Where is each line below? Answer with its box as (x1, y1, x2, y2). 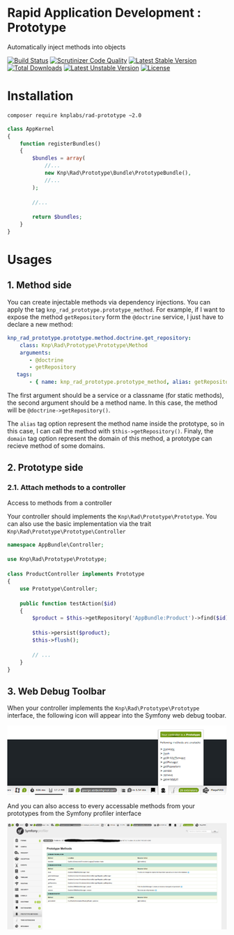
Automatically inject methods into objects (7, 42, 126, 51)
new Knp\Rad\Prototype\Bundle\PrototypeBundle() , (44, 169, 192, 176)
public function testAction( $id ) (19, 600, 117, 607)
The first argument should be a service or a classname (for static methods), (7, 392, 224, 399)
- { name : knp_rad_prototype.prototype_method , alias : (29, 378, 192, 386)
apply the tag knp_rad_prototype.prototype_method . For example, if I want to (7, 305, 225, 314)
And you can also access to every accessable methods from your (7, 801, 195, 810)
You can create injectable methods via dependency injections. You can (7, 297, 211, 306)
